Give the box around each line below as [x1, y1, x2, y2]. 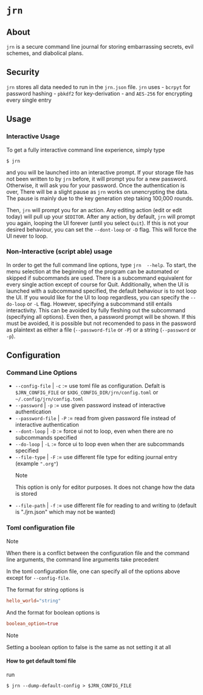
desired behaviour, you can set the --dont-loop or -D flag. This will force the [6, 226, 197, 233]
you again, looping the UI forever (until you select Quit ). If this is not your [6, 219, 189, 227]
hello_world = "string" [6, 597, 61, 604]
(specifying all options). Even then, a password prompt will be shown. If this [6, 313, 196, 320]
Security [6, 67, 40, 77]
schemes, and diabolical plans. [6, 49, 84, 57]
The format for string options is [6, 586, 84, 593]
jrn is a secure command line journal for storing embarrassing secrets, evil [6, 43, 194, 50]
